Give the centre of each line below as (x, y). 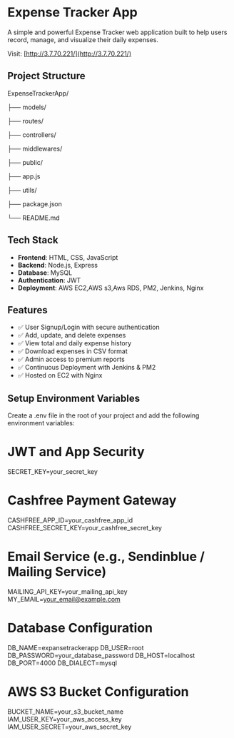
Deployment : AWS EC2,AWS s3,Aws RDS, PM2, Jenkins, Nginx (111, 288)
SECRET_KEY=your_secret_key (53, 472)
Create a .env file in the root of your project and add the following (103, 415)
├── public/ (25, 162)
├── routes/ (26, 121)
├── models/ (27, 107)
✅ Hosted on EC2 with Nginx (60, 375)
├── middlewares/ (35, 148)
